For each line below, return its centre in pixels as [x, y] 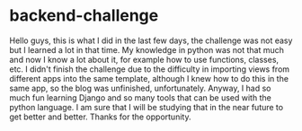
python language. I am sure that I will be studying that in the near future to [147, 107]
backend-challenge [84, 16]
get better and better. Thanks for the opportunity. [100, 117]
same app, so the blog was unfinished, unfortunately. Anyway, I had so [140, 88]
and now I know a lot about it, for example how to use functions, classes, [144, 59]
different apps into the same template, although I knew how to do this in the [149, 78]
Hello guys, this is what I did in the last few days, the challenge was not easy [151, 40]
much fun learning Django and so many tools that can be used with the [140, 97]
